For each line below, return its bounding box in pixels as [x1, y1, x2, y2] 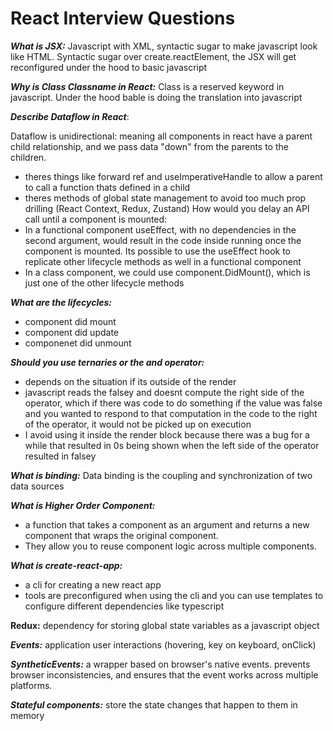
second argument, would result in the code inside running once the [24, 234, 302, 246]
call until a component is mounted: [24, 213, 168, 225]
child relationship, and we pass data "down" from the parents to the [10, 140, 289, 152]
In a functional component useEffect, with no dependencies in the [24, 223, 297, 236]
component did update [24, 326, 120, 338]
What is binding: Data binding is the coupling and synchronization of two [10, 469, 313, 481]
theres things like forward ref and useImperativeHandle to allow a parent [24, 170, 323, 182]
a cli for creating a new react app [24, 578, 162, 591]
